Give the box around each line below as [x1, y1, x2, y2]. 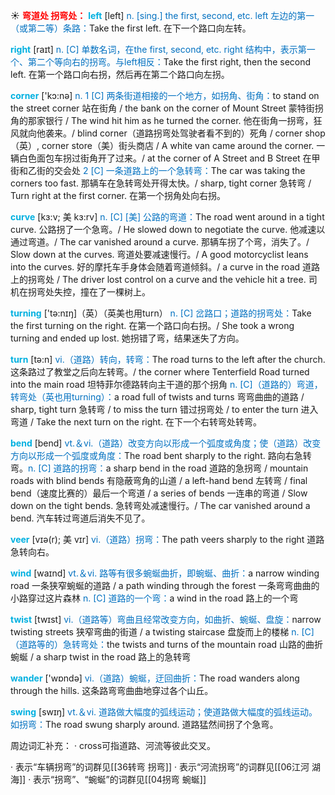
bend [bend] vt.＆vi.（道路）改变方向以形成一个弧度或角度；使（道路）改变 [10, 437, 322, 449]
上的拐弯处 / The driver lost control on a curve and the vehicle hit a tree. [10, 274, 307, 285]
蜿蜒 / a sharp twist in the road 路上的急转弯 [10, 651, 192, 663]
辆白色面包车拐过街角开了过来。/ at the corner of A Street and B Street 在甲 [10, 152, 321, 164]
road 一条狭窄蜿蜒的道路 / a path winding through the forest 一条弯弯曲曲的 [10, 580, 320, 591]
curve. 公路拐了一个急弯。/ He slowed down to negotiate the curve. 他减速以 [10, 224, 326, 235]
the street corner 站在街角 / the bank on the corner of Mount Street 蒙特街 [10, 102, 315, 114]
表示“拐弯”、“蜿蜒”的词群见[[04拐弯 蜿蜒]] [33, 774, 207, 785]
